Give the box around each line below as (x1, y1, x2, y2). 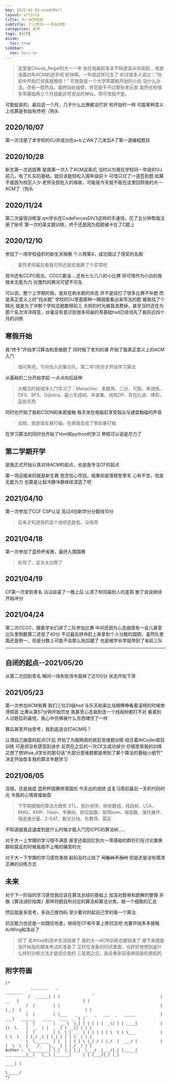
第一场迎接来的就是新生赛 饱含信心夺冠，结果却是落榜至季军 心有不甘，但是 (5, 473, 164, 479)
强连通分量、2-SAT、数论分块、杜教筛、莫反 (17, 815, 112, 822)
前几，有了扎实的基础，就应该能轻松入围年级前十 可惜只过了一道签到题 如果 (5, 173, 164, 179)
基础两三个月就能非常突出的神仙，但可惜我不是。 (26, 91, 130, 97)
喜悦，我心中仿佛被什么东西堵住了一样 (27, 715, 108, 721)
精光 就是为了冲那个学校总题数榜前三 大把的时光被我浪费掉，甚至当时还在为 (5, 302, 164, 308)
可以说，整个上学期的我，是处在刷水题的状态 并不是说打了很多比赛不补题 (5, 290, 158, 296)
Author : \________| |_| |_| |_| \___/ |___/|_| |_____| (5, 1047, 138, 1053)
